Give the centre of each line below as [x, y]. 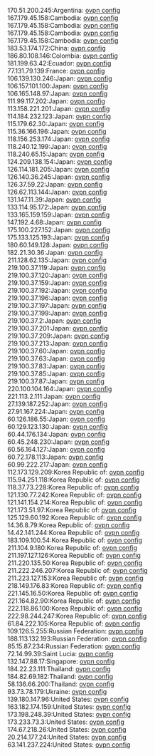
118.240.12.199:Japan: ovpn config [57, 146]
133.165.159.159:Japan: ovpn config [59, 214]
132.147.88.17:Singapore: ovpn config [61, 661]
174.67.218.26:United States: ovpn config [67, 729]
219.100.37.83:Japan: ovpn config [56, 366]
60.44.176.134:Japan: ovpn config [57, 434]
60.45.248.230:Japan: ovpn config [59, 442]
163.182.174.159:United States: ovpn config [69, 707]
